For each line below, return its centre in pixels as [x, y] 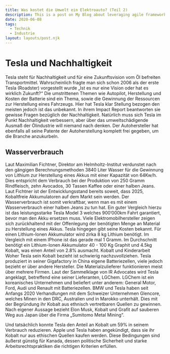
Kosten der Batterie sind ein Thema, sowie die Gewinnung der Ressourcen [83, 99]
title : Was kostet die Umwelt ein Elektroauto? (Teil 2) [67, 10]
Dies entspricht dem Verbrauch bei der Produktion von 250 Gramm [75, 181]
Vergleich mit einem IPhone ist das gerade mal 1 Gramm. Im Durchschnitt [81, 239]
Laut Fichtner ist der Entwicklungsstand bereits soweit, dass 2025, [75, 191]
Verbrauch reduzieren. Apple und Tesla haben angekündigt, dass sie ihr [80, 330]
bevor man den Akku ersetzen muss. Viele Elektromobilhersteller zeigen [80, 218]
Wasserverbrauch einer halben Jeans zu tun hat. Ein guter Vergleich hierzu [83, 207]
